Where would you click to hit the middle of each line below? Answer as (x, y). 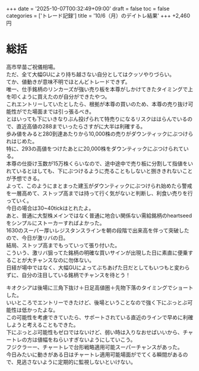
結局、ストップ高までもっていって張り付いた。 (63, 245)
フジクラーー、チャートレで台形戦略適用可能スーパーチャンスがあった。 (94, 347)
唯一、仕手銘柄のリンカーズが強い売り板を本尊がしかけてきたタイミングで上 (99, 89)
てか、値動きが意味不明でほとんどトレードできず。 (68, 81)
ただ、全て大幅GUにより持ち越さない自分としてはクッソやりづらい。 (91, 74)
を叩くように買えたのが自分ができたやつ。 (58, 96)
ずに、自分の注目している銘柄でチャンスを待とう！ (68, 275)
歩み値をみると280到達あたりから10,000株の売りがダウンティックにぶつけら (100, 134)
